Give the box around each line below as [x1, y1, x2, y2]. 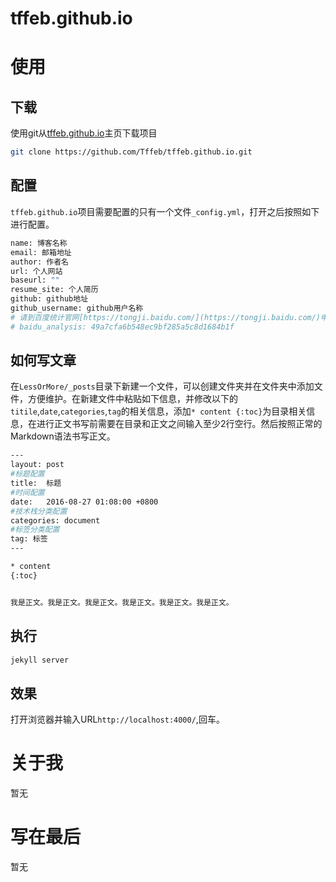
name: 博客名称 [10, 238, 68, 248]
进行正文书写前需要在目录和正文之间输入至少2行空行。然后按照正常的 [36, 418, 323, 430]
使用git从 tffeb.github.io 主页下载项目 [10, 127, 158, 139]
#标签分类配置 [10, 525, 60, 535]
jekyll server [10, 655, 70, 665]
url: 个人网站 [10, 266, 63, 276]
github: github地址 [10, 294, 89, 304]
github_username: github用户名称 [10, 303, 144, 313]
